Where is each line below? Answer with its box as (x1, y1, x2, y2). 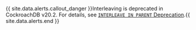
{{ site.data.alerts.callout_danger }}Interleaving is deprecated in (5, 5, 163, 12)
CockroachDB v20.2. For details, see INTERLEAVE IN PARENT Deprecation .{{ (5, 11, 191, 18)
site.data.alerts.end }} (5, 18, 60, 24)
